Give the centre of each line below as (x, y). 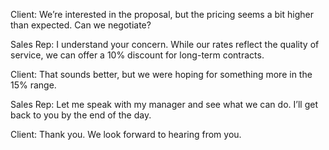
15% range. (33, 85)
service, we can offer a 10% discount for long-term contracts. (137, 55)
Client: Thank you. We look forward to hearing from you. (126, 134)
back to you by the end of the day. (81, 115)
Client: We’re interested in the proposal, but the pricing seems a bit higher (162, 14)
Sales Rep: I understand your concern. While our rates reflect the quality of (165, 44)
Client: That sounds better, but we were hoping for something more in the (161, 74)
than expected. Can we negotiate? (81, 25)
